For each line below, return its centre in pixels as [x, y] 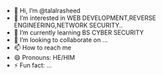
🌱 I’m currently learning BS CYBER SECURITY [79, 32]
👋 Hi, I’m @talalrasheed [47, 11]
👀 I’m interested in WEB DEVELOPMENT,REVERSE [85, 18]
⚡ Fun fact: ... [33, 65]
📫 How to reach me [42, 47]
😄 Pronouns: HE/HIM [44, 57]
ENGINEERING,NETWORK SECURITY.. [68, 25]
